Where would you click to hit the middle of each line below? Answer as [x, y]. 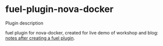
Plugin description [24, 23]
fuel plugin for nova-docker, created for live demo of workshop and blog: [82, 32]
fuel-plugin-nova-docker [59, 9]
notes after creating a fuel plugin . [40, 38]
